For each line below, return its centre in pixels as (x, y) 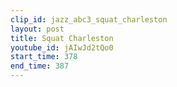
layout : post (37, 29)
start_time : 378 (44, 57)
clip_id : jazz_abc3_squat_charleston (89, 19)
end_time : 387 (40, 66)
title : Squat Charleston (62, 38)
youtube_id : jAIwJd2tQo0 (62, 47)
